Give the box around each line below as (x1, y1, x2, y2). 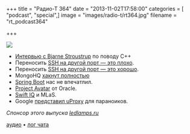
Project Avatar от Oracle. (14, 85, 77, 92)
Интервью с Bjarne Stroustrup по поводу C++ (14, 53, 131, 60)
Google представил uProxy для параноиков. (14, 98, 128, 104)
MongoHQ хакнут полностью (14, 72, 90, 79)
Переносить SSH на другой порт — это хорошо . (14, 66, 139, 72)
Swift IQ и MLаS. (14, 91, 57, 98)
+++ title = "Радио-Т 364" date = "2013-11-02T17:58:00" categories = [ (6, 5, 184, 12)
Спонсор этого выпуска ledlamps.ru (6, 109, 99, 116)
